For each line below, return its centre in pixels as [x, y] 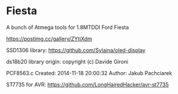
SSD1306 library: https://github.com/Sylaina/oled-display [76, 50]
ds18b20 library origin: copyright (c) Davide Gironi [67, 61]
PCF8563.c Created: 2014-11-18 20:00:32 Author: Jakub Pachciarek [89, 73]
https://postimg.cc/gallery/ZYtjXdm [49, 38]
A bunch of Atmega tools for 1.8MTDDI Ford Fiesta [68, 27]
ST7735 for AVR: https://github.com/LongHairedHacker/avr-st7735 [88, 85]
